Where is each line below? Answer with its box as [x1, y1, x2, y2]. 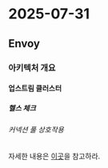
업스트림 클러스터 [8, 83, 62, 93]
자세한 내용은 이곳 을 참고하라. [8, 151, 101, 161]
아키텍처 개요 [8, 62, 56, 73]
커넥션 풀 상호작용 [8, 125, 64, 134]
